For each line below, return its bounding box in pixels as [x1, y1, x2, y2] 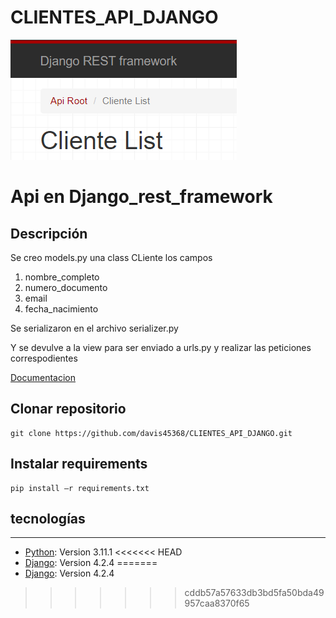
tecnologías [10, 510, 86, 527]
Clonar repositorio [10, 401, 127, 418]
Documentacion [10, 371, 77, 383]
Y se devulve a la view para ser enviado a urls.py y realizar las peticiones [10, 341, 312, 353]
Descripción [10, 225, 88, 242]
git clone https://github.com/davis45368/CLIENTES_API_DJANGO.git [10, 428, 293, 438]
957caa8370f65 [184, 597, 250, 610]
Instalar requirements [10, 456, 148, 473]
